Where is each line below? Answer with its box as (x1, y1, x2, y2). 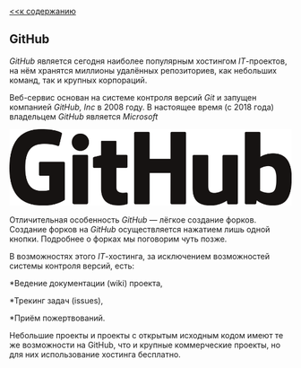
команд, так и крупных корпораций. (9, 74, 148, 85)
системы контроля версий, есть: (9, 260, 135, 271)
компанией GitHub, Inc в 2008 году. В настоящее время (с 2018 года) (9, 101, 275, 112)
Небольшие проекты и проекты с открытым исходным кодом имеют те (9, 329, 284, 340)
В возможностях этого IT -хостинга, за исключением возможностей (9, 250, 271, 261)
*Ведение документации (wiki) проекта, (9, 277, 163, 288)
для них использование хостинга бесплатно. (9, 348, 181, 360)
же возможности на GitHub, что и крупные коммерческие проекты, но (9, 339, 280, 350)
